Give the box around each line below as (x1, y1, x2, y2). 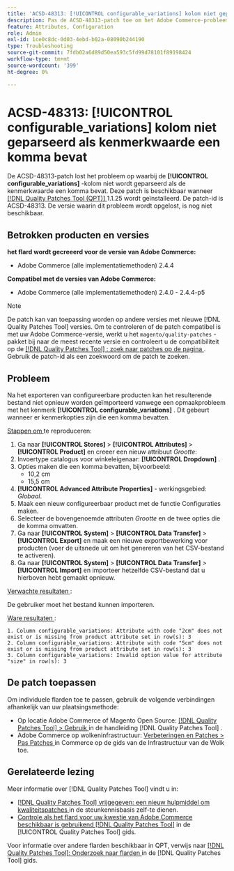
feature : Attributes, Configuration (7, 23, 114, 30)
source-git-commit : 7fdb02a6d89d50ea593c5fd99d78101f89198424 (7, 49, 192, 56)
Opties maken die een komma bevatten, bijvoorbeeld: (17, 463, 171, 471)
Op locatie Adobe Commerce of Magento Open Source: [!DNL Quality (17, 716, 217, 725)
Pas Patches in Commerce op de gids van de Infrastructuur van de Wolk (17, 738, 225, 746)
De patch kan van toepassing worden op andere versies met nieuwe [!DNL (7, 315, 221, 324)
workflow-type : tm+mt (7, 56, 70, 63)
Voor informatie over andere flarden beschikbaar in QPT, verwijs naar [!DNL (7, 841, 224, 849)
